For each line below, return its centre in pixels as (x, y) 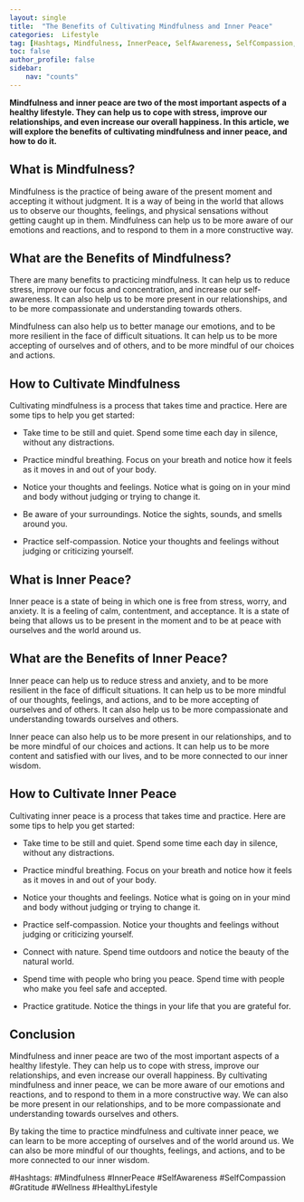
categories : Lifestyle (54, 34)
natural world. (48, 961)
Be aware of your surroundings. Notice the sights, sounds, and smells (152, 514)
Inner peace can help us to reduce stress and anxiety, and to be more (139, 680)
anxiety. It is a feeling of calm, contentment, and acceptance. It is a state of (149, 611)
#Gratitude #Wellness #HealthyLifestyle (84, 1188)
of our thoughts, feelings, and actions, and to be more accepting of (134, 699)
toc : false (30, 52)
